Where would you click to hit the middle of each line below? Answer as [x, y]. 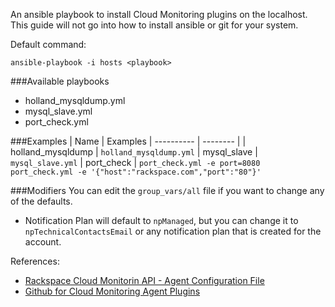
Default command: [48, 44]
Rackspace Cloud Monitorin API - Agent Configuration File [144, 280]
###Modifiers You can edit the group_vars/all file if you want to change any [167, 190]
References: [35, 261]
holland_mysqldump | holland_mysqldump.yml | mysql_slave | [134, 152]
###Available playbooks [60, 81]
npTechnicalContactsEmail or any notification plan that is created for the [173, 231]
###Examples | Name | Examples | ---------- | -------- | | [128, 141]
